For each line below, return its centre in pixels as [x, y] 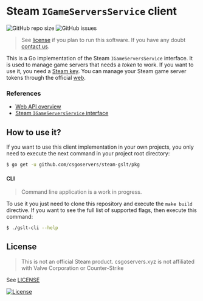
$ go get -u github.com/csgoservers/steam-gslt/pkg [73, 165]
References [24, 93]
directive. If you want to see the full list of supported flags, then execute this [102, 210]
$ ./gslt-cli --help [33, 228]
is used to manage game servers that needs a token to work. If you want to [100, 65]
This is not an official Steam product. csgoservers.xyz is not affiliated [108, 261]
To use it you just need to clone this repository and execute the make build [99, 204]
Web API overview [38, 107]
